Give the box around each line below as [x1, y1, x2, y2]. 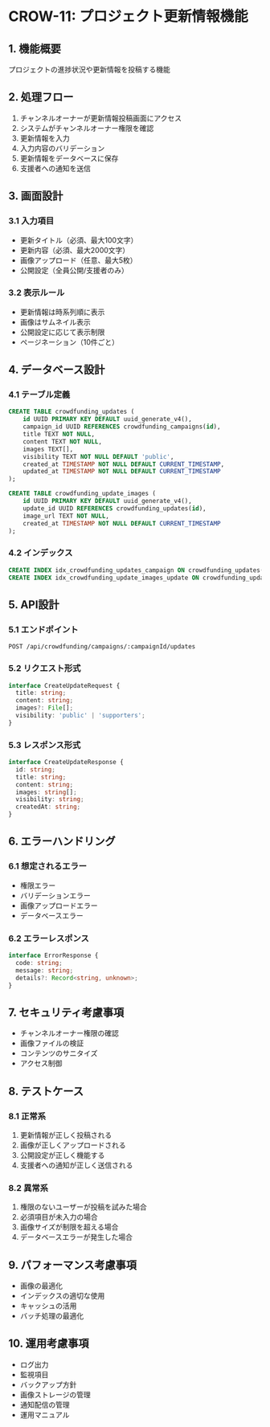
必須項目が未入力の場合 [19, 1212, 98, 1222]
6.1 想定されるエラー [8, 861, 87, 872]
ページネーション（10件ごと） [19, 337, 119, 346]
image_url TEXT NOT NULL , [22, 512, 110, 520]
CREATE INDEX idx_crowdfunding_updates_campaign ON [8, 566, 185, 574]
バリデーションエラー [19, 890, 91, 900]
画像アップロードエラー [19, 901, 98, 910]
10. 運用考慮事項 [8, 1337, 89, 1351]
